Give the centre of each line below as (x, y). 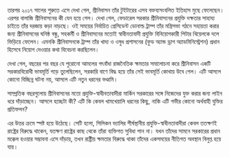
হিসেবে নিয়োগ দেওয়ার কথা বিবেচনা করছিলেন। (53, 49)
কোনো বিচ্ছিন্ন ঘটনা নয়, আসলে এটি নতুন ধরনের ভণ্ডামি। (63, 79)
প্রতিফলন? (18, 109)
